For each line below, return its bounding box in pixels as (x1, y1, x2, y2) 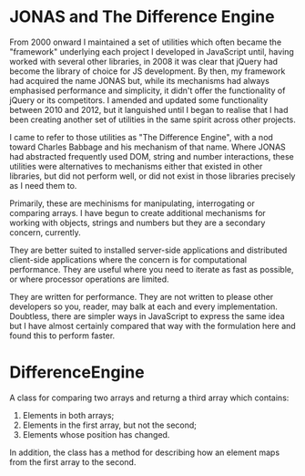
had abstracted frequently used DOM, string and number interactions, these (9, 150, 294, 161)
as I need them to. (9, 180, 77, 191)
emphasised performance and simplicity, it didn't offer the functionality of (9, 85, 286, 96)
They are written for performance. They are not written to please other (9, 291, 274, 302)
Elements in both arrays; (22, 409, 115, 420)
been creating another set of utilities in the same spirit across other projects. (9, 114, 296, 125)
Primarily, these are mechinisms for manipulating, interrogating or (9, 198, 255, 209)
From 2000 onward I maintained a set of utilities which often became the (9, 36, 282, 47)
